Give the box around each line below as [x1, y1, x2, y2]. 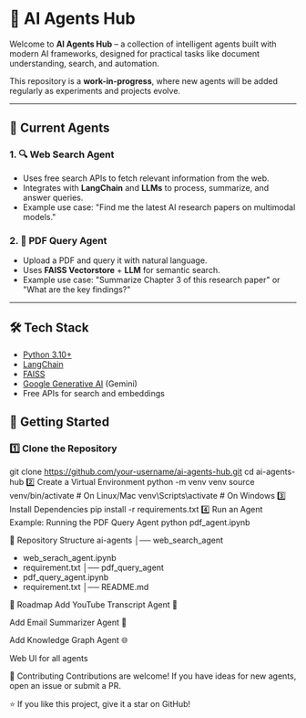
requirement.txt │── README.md [22, 582, 149, 593]
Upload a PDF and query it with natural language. [22, 255, 208, 266]
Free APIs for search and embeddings [22, 387, 166, 398]
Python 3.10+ [22, 349, 73, 360]
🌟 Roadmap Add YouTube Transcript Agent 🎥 [9, 599, 178, 610]
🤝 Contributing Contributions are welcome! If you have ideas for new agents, [9, 670, 297, 681]
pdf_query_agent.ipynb [22, 572, 109, 583]
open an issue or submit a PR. [9, 681, 121, 692]
